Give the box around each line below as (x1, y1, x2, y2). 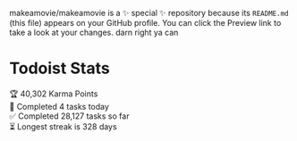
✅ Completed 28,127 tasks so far (9, 111, 130, 121)
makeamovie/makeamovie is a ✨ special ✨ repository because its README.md (9, 8, 289, 18)
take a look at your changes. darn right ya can (9, 27, 179, 37)
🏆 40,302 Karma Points (9, 88, 98, 99)
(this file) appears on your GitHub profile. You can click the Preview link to (9, 18, 282, 28)
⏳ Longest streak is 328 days (9, 120, 118, 132)
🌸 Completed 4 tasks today (9, 101, 110, 112)
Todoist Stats (9, 58, 110, 79)
